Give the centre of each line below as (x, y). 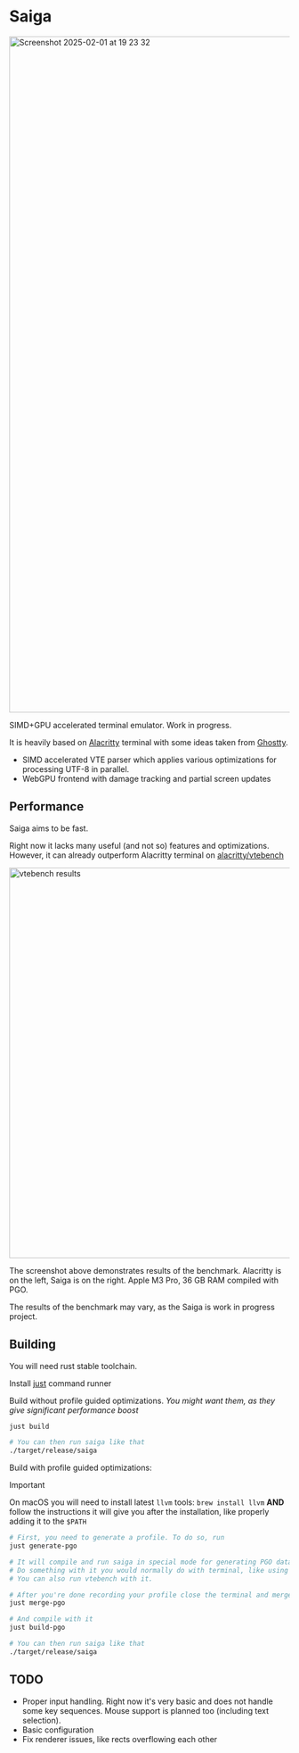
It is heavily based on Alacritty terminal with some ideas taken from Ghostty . (149, 742)
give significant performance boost (74, 1410)
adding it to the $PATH (48, 1521)
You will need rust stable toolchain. (73, 1366)
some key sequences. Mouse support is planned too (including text (145, 1710)
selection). (41, 1720)
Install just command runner (61, 1383)
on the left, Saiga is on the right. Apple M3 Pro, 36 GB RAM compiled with (144, 1280)
